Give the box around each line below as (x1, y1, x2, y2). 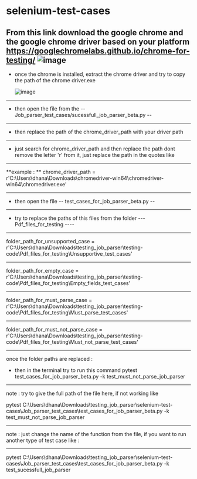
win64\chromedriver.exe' (6, 181, 67, 187)
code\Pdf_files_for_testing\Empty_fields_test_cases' (6, 280, 131, 286)
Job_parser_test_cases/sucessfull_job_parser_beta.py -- (14, 112, 152, 118)
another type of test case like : (6, 437, 80, 444)
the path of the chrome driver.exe (14, 77, 96, 83)
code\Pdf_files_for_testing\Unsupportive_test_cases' (6, 250, 133, 257)
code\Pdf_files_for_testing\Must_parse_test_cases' (6, 309, 128, 316)
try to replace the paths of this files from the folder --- (14, 215, 145, 222)
